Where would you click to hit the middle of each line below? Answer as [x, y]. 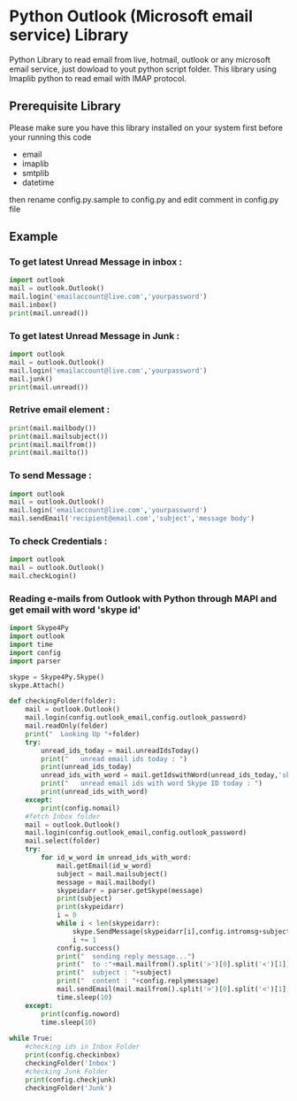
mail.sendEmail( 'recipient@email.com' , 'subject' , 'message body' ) [132, 519]
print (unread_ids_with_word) [95, 792]
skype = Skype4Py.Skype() [57, 677]
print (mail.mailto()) [49, 453]
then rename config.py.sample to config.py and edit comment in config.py [144, 199]
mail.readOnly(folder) [67, 726]
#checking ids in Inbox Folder [83, 1047]
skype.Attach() [37, 685]
